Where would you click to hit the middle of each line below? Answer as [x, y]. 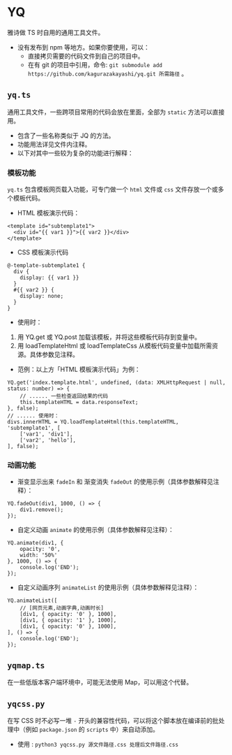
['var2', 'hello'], [48, 440]
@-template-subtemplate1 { [46, 266]
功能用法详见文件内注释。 [54, 144]
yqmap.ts [26, 665]
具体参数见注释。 [54, 354]
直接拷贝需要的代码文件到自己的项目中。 [86, 56]
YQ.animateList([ [32, 601]
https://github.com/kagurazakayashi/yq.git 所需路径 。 [108, 73]
